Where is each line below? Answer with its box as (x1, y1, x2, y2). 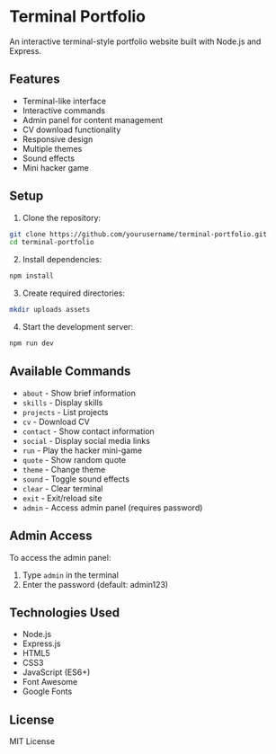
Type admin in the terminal (22, 569, 120, 581)
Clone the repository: (22, 212, 102, 223)
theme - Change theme (22, 464, 106, 475)
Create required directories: (22, 288, 126, 298)
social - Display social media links (22, 435, 151, 446)
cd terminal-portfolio (9, 238, 94, 247)
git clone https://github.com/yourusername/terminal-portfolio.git (9, 229, 268, 239)
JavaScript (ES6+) (22, 667, 91, 678)
